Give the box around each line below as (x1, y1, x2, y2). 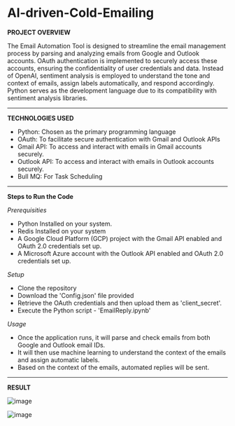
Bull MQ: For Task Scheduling (17, 172, 103, 180)
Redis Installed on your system (17, 226, 106, 235)
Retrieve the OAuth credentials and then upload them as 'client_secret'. (17, 298, 222, 307)
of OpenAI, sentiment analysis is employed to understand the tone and (7, 71, 211, 80)
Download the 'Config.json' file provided (17, 291, 134, 299)
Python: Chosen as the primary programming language (17, 128, 176, 136)
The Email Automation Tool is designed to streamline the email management (7, 41, 226, 50)
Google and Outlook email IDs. (17, 341, 106, 349)
